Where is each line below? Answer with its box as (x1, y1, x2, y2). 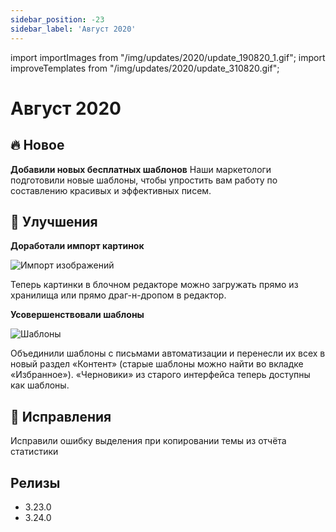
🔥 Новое (10, 137, 65, 154)
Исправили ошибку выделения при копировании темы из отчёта (10, 435, 287, 447)
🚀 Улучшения (10, 213, 98, 230)
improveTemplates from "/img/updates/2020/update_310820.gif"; (10, 62, 280, 74)
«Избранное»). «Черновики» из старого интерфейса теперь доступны (10, 369, 311, 381)
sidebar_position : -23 (10, 14, 105, 25)
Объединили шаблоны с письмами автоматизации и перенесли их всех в (10, 347, 326, 360)
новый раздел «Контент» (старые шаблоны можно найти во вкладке (10, 358, 304, 370)
